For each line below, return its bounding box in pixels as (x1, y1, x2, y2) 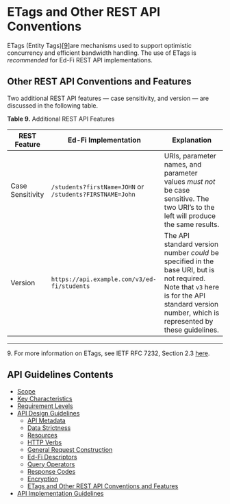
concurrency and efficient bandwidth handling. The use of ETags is (7, 49, 196, 57)
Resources (27, 431, 58, 439)
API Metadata (27, 416, 66, 424)
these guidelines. (164, 325, 219, 335)
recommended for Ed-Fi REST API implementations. (7, 56, 153, 64)
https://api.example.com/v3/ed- (51, 275, 157, 283)
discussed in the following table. (7, 101, 99, 110)
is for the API (164, 291, 205, 300)
